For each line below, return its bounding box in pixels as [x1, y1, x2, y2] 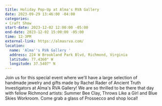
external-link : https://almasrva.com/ [5, 39, 84, 44]
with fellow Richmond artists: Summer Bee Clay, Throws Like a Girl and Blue [5, 90, 158, 96]
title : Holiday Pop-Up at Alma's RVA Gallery [5, 7, 99, 12]
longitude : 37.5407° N [9, 61, 56, 66]
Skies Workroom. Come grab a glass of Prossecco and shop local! [5, 95, 138, 101]
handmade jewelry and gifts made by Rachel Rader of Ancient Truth [5, 80, 141, 86]
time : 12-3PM [5, 35, 32, 39]
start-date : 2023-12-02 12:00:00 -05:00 [5, 25, 89, 30]
